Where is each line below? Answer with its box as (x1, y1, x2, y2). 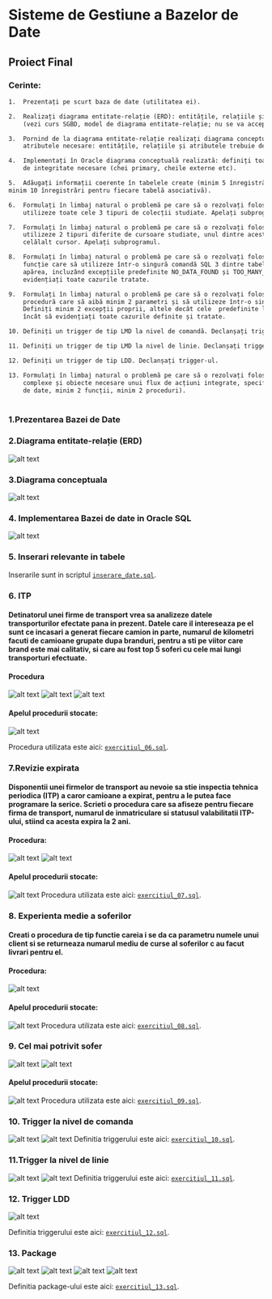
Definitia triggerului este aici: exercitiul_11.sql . (74, 1173, 236, 1182)
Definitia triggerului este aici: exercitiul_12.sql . (8, 1227, 170, 1237)
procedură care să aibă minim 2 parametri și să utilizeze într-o (23, 297, 252, 306)
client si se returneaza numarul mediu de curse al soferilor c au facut (8, 938, 244, 949)
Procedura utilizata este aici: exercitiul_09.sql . (40, 1096, 202, 1105)
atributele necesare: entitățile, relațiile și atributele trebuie (23, 142, 255, 151)
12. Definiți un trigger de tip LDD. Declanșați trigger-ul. (8, 357, 219, 365)
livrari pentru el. (8, 947, 64, 957)
